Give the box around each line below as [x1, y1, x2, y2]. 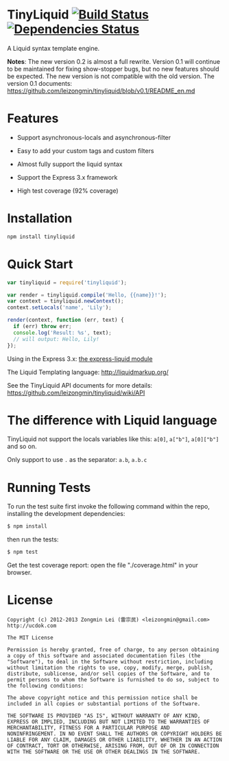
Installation [7, 211, 73, 226]
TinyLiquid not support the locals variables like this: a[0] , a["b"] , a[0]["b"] [7, 435, 219, 443]
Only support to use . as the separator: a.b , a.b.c [7, 456, 147, 464]
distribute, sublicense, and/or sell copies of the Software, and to [7, 670, 210, 677]
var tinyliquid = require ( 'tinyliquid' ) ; [7, 279, 128, 286]
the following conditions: [7, 683, 84, 690]
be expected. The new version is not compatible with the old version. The [7, 72, 215, 80]
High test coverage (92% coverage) [16, 186, 119, 195]
